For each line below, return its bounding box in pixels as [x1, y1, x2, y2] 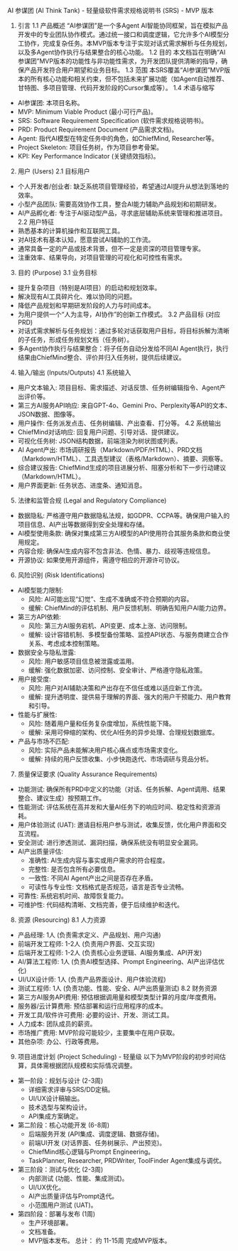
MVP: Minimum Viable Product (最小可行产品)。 [17, 107, 158, 116]
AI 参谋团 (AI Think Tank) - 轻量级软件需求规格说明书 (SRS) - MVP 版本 [7, 6, 215, 14]
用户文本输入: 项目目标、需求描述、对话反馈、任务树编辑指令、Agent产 [17, 383, 226, 392]
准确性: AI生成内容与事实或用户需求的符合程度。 [28, 856, 169, 864]
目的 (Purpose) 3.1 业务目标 [17, 269, 97, 276]
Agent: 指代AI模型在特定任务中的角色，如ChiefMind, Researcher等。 [17, 134, 218, 142]
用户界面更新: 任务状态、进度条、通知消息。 [17, 481, 146, 489]
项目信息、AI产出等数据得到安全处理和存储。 [17, 520, 149, 528]
